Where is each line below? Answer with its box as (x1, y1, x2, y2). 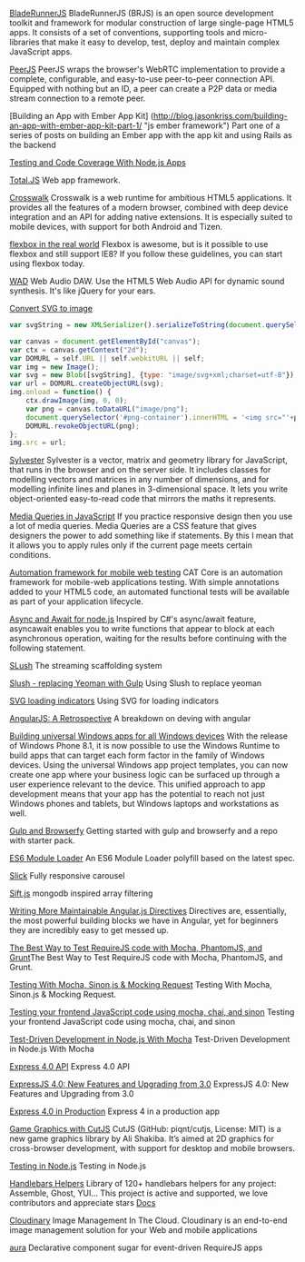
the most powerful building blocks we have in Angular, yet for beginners (9, 915, 279, 926)
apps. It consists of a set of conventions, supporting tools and (9, 27, 241, 37)
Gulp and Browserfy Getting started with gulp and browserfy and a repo (9, 826, 279, 837)
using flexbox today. (9, 258, 85, 269)
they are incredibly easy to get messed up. (9, 925, 170, 936)
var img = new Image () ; (9, 363, 100, 372)
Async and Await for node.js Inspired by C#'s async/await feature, (9, 613, 257, 625)
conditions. (9, 550, 52, 561)
